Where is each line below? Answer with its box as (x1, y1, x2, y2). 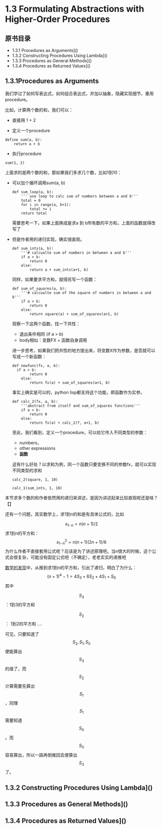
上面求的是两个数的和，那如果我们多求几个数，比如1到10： (5, 169, 122, 175)
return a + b (14, 141, 40, 146)
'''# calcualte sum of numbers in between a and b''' (21, 250, 132, 255)
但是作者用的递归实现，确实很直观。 (12, 236, 85, 242)
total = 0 (21, 198, 41, 203)
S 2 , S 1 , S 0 (72, 639, 91, 646)
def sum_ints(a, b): (12, 246, 54, 251)
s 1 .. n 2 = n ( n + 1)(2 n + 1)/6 (56, 538, 107, 546)
